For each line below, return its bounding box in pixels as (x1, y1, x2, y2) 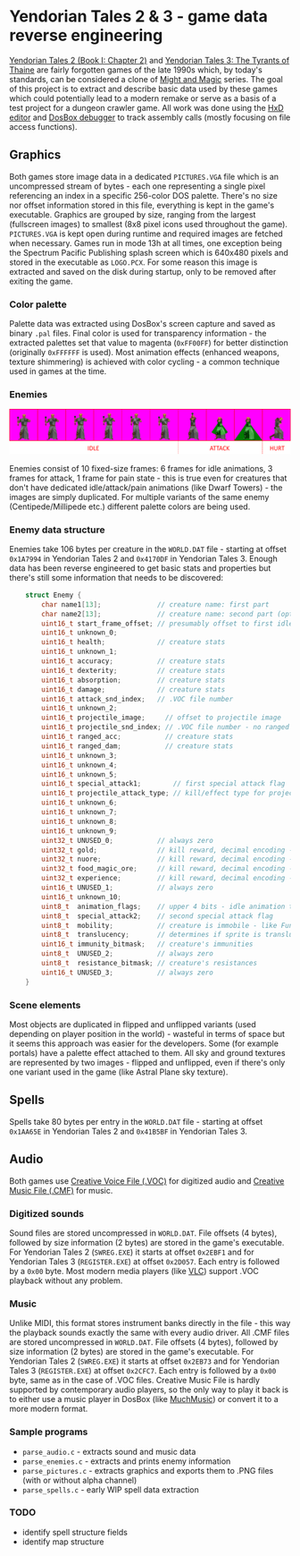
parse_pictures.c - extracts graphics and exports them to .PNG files (21, 1465, 274, 1475)
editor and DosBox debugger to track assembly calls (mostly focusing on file (9, 112, 291, 123)
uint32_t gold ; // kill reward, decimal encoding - (41, 846, 294, 855)
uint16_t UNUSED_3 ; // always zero (41, 968, 214, 977)
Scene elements (9, 999, 81, 1011)
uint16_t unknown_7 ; (41, 808, 118, 817)
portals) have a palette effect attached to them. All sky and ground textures (9, 1047, 286, 1058)
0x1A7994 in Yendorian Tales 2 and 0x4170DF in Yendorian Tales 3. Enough (9, 553, 279, 564)
